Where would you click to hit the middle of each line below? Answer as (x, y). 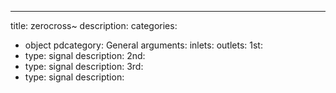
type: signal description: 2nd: (85, 55)
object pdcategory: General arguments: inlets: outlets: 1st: (143, 45)
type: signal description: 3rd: (84, 66)
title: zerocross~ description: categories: (94, 25)
